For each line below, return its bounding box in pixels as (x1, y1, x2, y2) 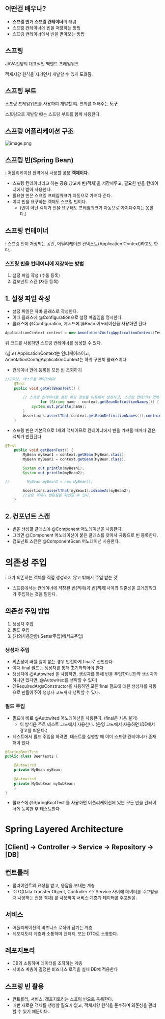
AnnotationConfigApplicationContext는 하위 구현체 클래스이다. (5, 356, 128, 362)
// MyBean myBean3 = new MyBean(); (5, 479, 93, 484)
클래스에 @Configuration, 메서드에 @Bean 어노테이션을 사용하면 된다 (12, 320, 146, 326)
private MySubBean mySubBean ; (14, 781, 76, 786)
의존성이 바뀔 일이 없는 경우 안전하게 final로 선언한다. (12, 659, 114, 665)
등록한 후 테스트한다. (21, 806, 61, 812)
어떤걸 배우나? (5, 4, 46, 13)
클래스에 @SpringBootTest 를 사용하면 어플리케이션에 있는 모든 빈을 (12, 800, 143, 806)
